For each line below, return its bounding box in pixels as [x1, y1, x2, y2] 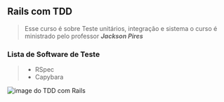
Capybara [34, 73, 64, 82]
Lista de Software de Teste [7, 49, 100, 59]
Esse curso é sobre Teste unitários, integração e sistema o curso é [24, 24, 218, 32]
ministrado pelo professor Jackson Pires [24, 32, 144, 40]
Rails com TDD [7, 6, 72, 18]
